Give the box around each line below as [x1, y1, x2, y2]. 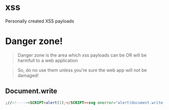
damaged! [17, 72, 39, 78]
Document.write [5, 87, 58, 95]
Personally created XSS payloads [5, 18, 74, 24]
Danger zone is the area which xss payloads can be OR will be [17, 52, 147, 58]
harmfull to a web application [17, 57, 78, 63]
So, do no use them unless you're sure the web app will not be [17, 67, 147, 73]
